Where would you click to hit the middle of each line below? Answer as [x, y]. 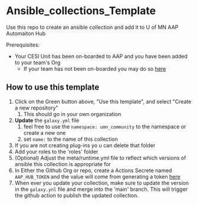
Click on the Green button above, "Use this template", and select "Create [103, 101]
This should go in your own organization [72, 114]
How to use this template [53, 87]
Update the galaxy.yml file [47, 120]
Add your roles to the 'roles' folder [56, 151]
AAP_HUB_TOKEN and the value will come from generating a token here [98, 176]
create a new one [45, 133]
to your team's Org [37, 62]
